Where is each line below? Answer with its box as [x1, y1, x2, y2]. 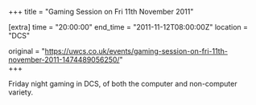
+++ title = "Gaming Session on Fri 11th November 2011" [8, 7, 194, 16]
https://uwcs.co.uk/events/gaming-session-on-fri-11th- [44, 46, 228, 55]
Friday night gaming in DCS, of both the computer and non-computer [8, 79, 237, 88]
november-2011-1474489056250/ [8, 55, 120, 64]
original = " [8, 46, 46, 55]
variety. [8, 87, 34, 97]
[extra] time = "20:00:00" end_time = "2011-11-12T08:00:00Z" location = [8, 22, 248, 31]
